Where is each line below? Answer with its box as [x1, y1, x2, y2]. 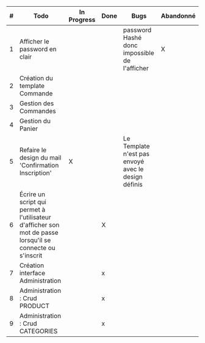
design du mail [19, 153, 62, 161]
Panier [19, 125, 38, 133]
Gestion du [19, 117, 51, 125]
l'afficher [123, 64, 149, 72]
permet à [19, 205, 46, 213]
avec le [123, 165, 144, 173]
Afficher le [19, 37, 49, 45]
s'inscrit [19, 251, 43, 259]
